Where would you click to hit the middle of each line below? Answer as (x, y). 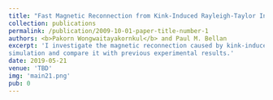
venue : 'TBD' (30, 69)
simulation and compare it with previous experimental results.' (121, 53)
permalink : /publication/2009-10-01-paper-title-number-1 (108, 31)
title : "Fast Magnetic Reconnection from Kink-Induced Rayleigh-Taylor (132, 16)
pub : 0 (19, 83)
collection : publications (52, 23)
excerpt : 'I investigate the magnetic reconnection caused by (116, 46)
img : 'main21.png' (39, 76)
